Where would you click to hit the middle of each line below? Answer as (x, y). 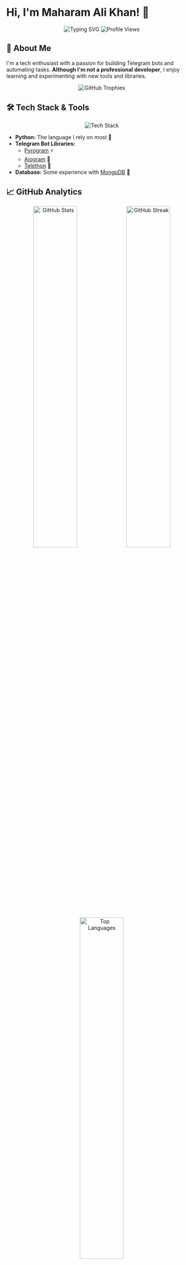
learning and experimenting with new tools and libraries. (76, 76)
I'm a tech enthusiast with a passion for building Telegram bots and (90, 63)
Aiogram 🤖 (37, 159)
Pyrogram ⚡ (39, 150)
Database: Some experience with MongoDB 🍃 (72, 172)
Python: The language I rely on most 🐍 (63, 137)
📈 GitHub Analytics (44, 192)
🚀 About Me (29, 48)
